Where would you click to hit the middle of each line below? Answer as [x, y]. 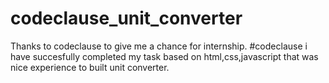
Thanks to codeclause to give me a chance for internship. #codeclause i [159, 46]
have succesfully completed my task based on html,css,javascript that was [164, 56]
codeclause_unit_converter [126, 18]
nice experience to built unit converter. [90, 67]
